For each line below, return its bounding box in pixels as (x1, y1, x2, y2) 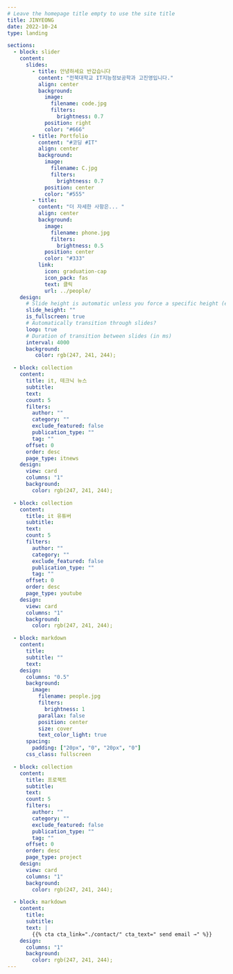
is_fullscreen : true (25, 313, 85, 320)
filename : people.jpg (37, 693, 101, 700)
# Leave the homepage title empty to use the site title (7, 10, 175, 17)
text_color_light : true (37, 732, 107, 739)
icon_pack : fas (44, 274, 89, 281)
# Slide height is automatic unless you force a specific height (25, 300, 218, 308)
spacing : (25, 738, 51, 745)
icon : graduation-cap (44, 268, 107, 275)
